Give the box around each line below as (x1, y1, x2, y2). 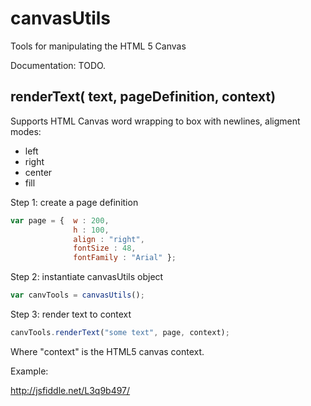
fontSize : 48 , (73, 243, 137, 254)
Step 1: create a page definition (10, 196, 139, 208)
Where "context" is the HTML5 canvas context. (10, 345, 205, 357)
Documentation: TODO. (10, 59, 107, 71)
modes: (10, 125, 42, 137)
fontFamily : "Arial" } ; (73, 253, 177, 263)
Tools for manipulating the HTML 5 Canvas (10, 40, 187, 52)
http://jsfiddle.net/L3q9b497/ (10, 384, 131, 396)
